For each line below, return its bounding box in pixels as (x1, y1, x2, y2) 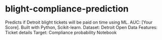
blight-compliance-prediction (5, 3, 129, 14)
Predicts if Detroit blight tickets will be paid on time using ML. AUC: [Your (5, 19, 153, 25)
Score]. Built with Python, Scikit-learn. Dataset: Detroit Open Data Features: (5, 24, 158, 30)
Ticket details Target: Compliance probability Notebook (5, 29, 117, 35)
